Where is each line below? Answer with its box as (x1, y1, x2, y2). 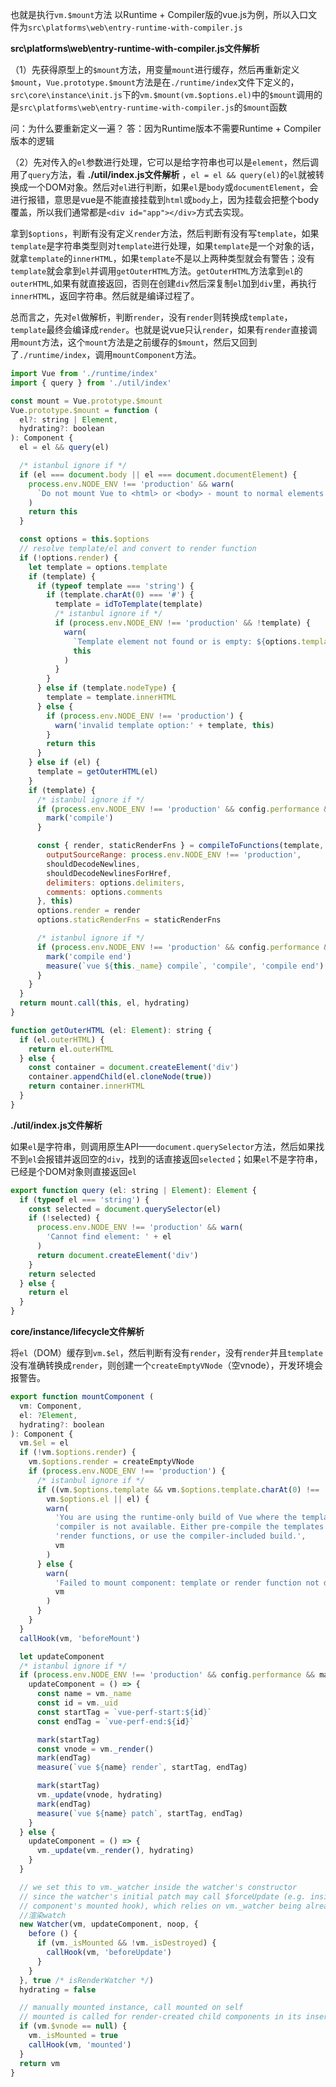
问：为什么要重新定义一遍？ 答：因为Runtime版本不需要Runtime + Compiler (10, 123, 322, 134)
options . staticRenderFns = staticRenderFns (36, 915, 222, 925)
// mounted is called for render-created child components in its (19, 2012, 302, 2022)
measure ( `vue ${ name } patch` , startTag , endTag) (36, 1808, 244, 1818)
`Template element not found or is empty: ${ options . (73, 636, 302, 647)
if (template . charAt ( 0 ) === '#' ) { (46, 590, 195, 600)
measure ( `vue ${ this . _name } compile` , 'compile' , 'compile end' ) (46, 961, 325, 971)
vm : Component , (19, 1401, 83, 1411)
